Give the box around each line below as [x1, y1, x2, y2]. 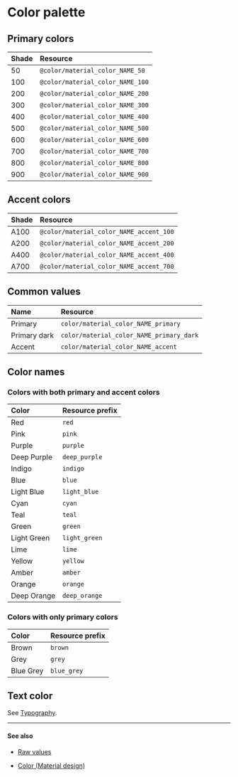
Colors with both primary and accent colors [7, 387, 161, 397]
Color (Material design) [17, 761, 86, 770]
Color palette [7, 4, 86, 21]
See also [7, 732, 33, 740]
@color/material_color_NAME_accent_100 [40, 227, 175, 235]
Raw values [17, 747, 52, 756]
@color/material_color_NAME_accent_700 [40, 262, 175, 270]
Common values [7, 286, 81, 298]
